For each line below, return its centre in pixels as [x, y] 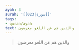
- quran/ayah [19, 24]
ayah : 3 [13, 10]
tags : [11, 19]
